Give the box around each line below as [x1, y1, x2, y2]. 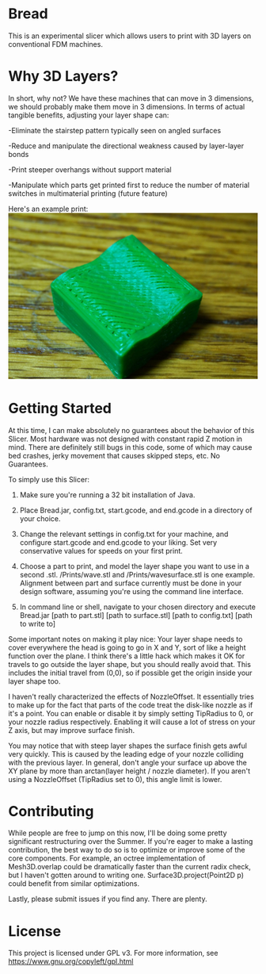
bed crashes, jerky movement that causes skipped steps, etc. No [8, 451, 220, 460]
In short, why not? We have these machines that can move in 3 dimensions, [8, 93, 254, 103]
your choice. [19, 513, 61, 523]
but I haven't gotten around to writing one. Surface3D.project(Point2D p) [8, 870, 244, 880]
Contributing [8, 802, 94, 820]
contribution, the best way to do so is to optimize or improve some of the [8, 846, 245, 855]
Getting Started [8, 399, 112, 417]
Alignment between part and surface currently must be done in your [19, 578, 242, 588]
